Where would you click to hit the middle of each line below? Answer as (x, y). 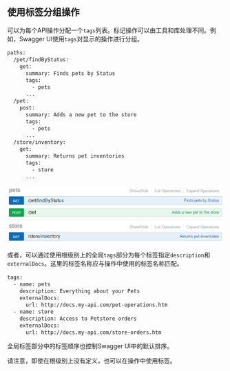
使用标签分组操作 (43, 12)
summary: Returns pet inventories (75, 156)
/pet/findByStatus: (41, 60)
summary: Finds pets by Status (70, 73)
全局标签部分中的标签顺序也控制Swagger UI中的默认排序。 (90, 346)
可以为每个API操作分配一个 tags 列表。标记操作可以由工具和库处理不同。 (109, 30)
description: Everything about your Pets (80, 291)
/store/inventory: (40, 142)
